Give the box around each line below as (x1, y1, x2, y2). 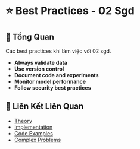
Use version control (14, 65, 64, 72)
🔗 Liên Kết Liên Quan (5, 102, 84, 112)
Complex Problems (14, 136, 61, 143)
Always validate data (14, 59, 68, 66)
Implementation (14, 123, 53, 131)
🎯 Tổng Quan (5, 31, 54, 42)
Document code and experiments (14, 72, 99, 78)
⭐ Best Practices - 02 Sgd (5, 4, 135, 18)
